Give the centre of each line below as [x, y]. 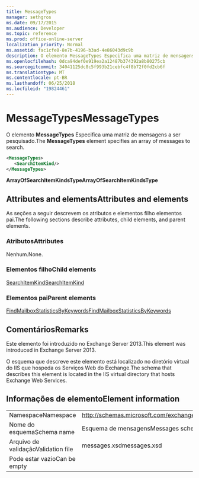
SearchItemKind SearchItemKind [45, 282]
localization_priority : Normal [45, 45]
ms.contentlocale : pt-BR [37, 78]
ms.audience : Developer [36, 28]
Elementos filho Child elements [51, 269]
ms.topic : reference [32, 34]
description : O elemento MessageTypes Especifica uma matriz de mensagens [100, 56]
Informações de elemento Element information [93, 399]
